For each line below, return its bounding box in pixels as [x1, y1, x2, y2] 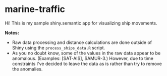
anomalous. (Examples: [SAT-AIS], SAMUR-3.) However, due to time [12, 55, 153, 61]
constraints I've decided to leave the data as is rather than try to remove [12, 60, 162, 66]
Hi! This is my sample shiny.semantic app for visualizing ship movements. [5, 20, 157, 26]
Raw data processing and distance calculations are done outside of [12, 39, 152, 45]
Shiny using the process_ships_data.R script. [12, 44, 105, 50]
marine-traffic [5, 3, 66, 15]
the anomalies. [12, 66, 43, 72]
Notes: [5, 29, 20, 35]
